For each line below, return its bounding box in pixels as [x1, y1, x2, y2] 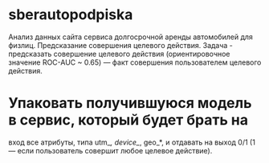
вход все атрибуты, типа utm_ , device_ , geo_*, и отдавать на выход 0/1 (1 [8, 137, 255, 147]
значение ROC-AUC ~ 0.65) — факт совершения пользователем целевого [8, 58, 262, 67]
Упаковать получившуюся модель [8, 94, 252, 113]
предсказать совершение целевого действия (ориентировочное [8, 49, 230, 58]
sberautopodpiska [8, 6, 133, 24]
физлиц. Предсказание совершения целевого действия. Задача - [8, 40, 233, 50]
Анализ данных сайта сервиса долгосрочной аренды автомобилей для [8, 32, 253, 42]
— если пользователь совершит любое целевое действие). [8, 145, 213, 155]
